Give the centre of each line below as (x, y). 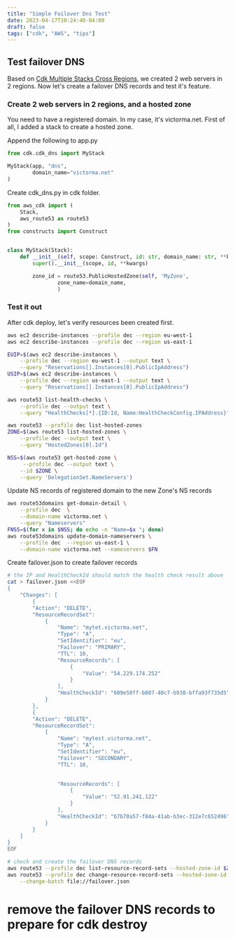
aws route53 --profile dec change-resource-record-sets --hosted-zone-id (117, 874)
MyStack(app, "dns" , (37, 166)
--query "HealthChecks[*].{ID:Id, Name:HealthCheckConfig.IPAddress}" (125, 413)
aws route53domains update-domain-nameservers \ (79, 536)
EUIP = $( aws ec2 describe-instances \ (62, 354)
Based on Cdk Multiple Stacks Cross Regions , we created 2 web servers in (115, 79)
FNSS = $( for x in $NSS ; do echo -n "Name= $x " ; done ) (86, 530)
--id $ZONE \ (39, 471)
